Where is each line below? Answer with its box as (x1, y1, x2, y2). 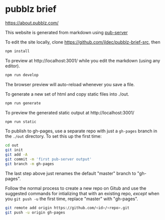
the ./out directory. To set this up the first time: (5, 133, 102, 139)
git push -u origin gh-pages (5, 210, 65, 215)
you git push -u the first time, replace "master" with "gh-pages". (5, 196, 138, 202)
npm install (5, 49, 30, 54)
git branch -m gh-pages (5, 161, 55, 166)
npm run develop (5, 72, 39, 77)
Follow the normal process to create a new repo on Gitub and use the (5, 185, 147, 191)
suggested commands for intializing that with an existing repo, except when (5, 190, 160, 196)
